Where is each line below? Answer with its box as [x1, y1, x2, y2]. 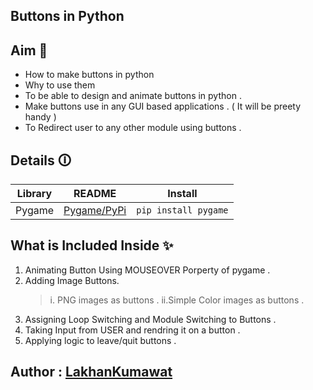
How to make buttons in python [24, 69, 155, 81]
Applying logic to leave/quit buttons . [24, 334, 177, 346]
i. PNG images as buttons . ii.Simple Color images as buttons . [49, 294, 305, 306]
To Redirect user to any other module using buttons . [24, 122, 242, 134]
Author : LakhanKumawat [10, 364, 173, 381]
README [73, 187, 117, 201]
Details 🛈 [10, 152, 72, 169]
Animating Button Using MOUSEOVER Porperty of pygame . [24, 264, 271, 276]
